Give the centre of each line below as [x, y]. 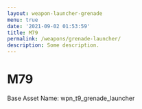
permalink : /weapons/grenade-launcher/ [64, 39]
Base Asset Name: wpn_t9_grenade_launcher [71, 98]
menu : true [23, 20]
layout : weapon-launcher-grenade [55, 13]
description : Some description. [53, 45]
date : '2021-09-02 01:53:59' [49, 26]
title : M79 [23, 33]
